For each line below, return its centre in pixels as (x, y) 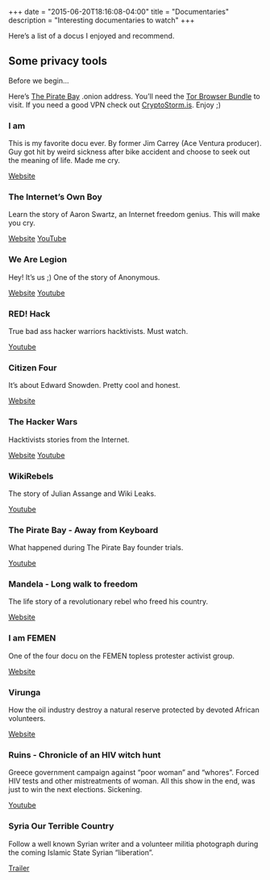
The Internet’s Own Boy (55, 197)
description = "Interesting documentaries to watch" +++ (102, 20)
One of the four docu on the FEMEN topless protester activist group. (122, 656)
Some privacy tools (58, 61)
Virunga (25, 692)
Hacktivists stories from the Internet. (69, 440)
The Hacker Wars (43, 422)
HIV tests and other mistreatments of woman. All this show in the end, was (132, 781)
